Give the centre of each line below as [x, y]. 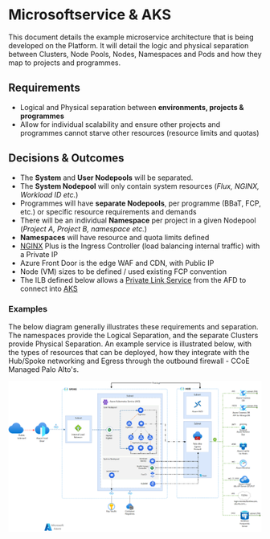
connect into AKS [49, 288]
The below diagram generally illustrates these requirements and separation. [133, 326]
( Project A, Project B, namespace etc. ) [83, 229]
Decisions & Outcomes [66, 158]
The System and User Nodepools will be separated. [106, 178]
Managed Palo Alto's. [43, 369]
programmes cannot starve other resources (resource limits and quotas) [139, 133]
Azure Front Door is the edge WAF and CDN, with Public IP [117, 263]
